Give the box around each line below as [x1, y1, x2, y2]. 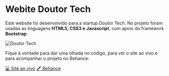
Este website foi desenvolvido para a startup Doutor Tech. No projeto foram [5, 20, 163, 26]
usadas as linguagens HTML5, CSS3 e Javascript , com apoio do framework [5, 25, 164, 31]
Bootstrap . [5, 30, 28, 36]
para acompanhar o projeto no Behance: [5, 55, 90, 61]
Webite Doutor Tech [5, 3, 91, 15]
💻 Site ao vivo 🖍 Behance [5, 65, 61, 71]
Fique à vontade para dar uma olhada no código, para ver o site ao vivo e [5, 50, 158, 56]
